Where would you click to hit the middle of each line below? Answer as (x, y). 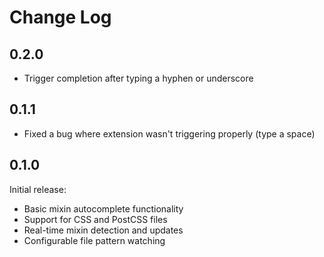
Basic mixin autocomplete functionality (103, 208)
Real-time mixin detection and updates (103, 230)
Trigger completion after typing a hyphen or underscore (138, 78)
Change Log (60, 17)
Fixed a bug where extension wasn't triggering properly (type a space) (169, 133)
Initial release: (38, 189)
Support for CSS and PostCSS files (95, 219)
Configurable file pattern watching (94, 240)
